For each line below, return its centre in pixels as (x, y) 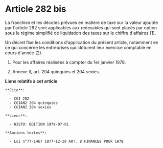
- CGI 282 (19, 99)
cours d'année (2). (24, 53)
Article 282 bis (36, 9)
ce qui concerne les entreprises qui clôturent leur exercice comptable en (78, 47)
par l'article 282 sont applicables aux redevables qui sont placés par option (81, 27)
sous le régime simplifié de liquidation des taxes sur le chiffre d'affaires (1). (81, 33)
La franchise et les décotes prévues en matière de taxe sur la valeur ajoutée (81, 22)
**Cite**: (15, 90)
